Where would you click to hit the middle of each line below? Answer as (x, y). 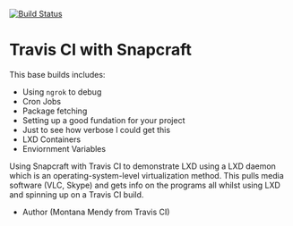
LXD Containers (52, 139)
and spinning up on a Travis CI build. (77, 194)
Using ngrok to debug (62, 92)
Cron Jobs (42, 101)
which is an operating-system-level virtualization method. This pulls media (146, 175)
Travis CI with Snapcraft (101, 50)
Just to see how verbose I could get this (96, 130)
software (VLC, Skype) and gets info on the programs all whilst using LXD (145, 185)
